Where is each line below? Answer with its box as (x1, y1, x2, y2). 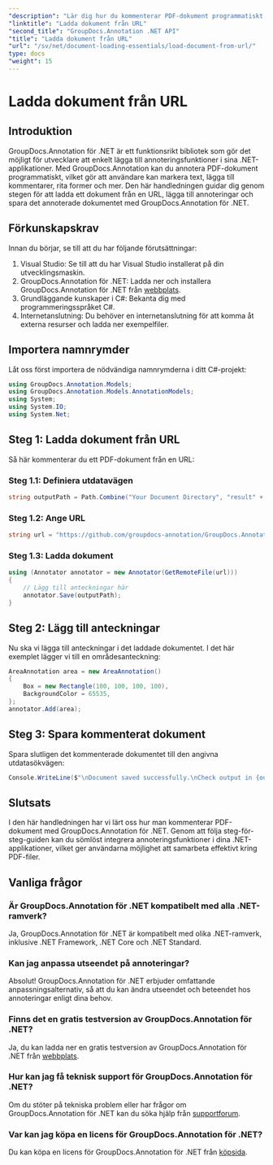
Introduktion (8, 124, 73, 138)
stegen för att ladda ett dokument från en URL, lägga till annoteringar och (8, 189, 253, 199)
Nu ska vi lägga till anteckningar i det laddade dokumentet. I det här (8, 643, 235, 653)
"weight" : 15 (8, 58, 53, 66)
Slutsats (8, 796, 51, 810)
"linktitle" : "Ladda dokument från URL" (8, 20, 148, 28)
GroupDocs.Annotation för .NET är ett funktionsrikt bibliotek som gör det (8, 146, 251, 155)
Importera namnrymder (8, 343, 130, 357)
